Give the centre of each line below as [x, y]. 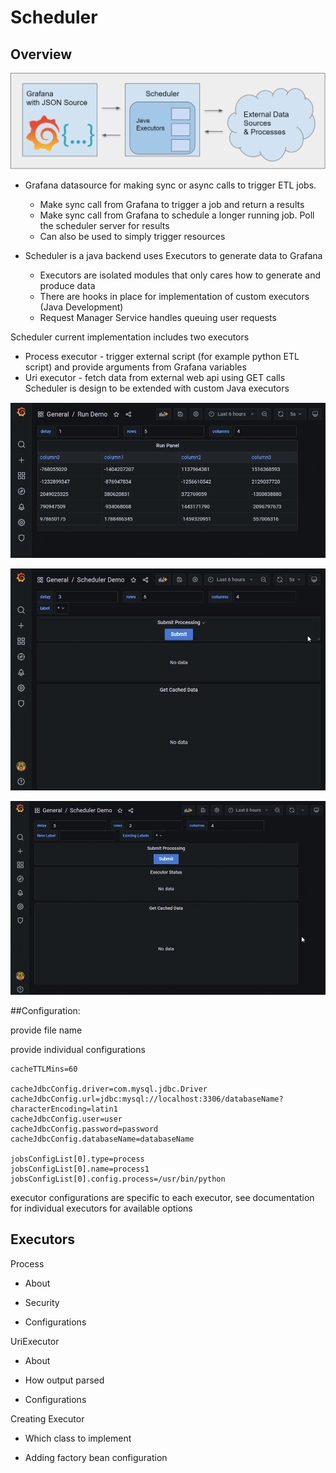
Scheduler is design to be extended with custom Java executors [157, 388]
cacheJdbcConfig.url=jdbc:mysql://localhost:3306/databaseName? [147, 1099]
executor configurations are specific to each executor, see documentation [162, 1198]
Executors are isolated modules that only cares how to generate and [180, 275]
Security [42, 1302]
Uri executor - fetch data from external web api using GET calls [155, 378]
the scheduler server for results [104, 226]
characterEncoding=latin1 [64, 1109]
